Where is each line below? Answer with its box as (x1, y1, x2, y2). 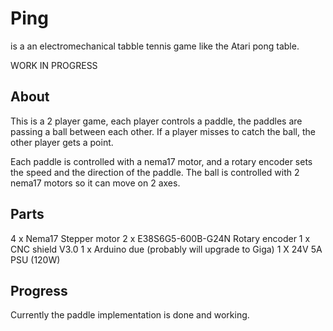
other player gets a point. (10, 136, 114, 148)
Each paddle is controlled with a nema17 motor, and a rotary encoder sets (10, 155, 313, 167)
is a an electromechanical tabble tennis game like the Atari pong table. (10, 40, 300, 52)
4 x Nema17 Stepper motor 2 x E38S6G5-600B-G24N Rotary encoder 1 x (10, 232, 311, 244)
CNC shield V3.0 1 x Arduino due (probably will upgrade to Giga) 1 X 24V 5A (10, 243, 323, 255)
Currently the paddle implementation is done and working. (10, 309, 250, 321)
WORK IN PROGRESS (10, 59, 98, 71)
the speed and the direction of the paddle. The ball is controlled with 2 (10, 166, 300, 178)
